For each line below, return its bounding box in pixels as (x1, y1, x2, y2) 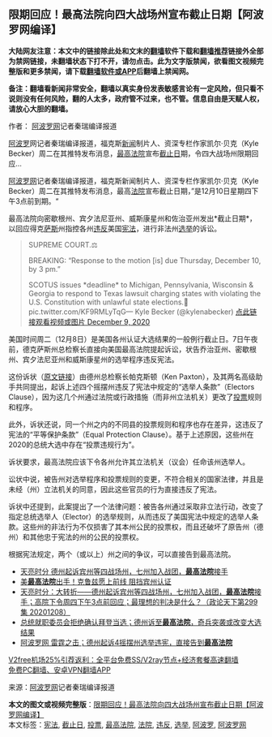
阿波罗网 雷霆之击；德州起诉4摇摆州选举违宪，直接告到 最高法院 (19, 637, 233, 647)
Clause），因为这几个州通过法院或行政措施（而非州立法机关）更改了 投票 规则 (8, 392, 262, 402)
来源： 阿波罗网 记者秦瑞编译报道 (8, 682, 115, 692)
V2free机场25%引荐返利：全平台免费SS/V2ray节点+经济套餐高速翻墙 (8, 654, 239, 664)
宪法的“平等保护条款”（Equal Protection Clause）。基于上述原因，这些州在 (8, 429, 254, 439)
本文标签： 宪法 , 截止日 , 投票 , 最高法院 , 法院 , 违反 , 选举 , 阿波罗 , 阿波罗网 (8, 719, 247, 729)
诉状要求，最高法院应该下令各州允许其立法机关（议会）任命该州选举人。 (8, 457, 249, 467)
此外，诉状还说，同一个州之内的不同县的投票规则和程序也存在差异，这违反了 (8, 419, 264, 429)
